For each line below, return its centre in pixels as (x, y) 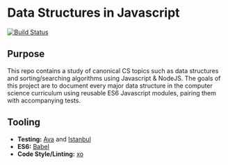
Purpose (26, 54)
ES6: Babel (33, 146)
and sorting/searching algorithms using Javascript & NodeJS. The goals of (114, 78)
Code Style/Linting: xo (50, 154)
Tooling (24, 122)
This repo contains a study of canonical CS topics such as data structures (113, 70)
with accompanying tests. (44, 100)
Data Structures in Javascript (93, 13)
